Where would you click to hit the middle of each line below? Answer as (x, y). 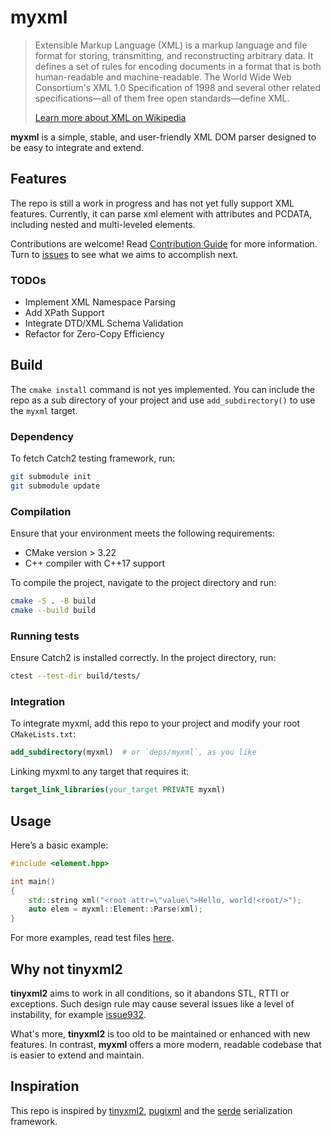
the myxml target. (44, 410)
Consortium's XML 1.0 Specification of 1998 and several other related (177, 87)
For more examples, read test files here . (92, 938)
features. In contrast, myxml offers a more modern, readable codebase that (166, 1045)
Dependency (42, 436)
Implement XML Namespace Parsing (100, 302)
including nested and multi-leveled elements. (103, 224)
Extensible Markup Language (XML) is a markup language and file (171, 45)
